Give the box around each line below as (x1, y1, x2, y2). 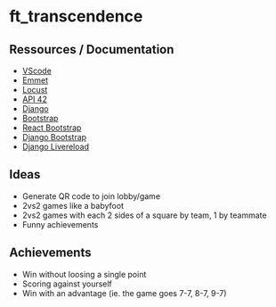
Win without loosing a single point (21, 269, 147, 279)
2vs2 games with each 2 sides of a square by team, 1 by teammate (21, 210, 267, 220)
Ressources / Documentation (9, 42, 175, 57)
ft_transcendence (9, 6, 143, 27)
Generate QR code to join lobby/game (21, 190, 161, 202)
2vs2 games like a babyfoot (21, 200, 125, 211)
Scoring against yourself (21, 278, 113, 289)
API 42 (21, 94, 47, 104)
